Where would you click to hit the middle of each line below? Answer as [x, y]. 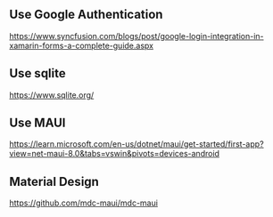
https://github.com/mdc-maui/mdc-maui [84, 203]
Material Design [54, 181]
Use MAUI [37, 123]
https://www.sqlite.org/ [52, 95]
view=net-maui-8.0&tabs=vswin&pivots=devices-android [115, 154]
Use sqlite [37, 73]
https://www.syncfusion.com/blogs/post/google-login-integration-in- [137, 36]
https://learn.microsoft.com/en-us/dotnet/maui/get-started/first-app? [137, 144]
